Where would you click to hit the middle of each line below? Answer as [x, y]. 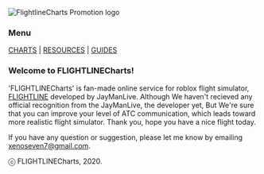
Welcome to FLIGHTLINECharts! [71, 71]
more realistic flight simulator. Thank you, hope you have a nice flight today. [132, 122]
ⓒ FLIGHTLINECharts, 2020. [55, 161]
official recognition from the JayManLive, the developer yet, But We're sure [131, 105]
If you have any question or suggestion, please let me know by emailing [125, 137]
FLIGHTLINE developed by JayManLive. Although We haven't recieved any [130, 96]
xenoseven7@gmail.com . [50, 145]
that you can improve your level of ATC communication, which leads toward [132, 113]
